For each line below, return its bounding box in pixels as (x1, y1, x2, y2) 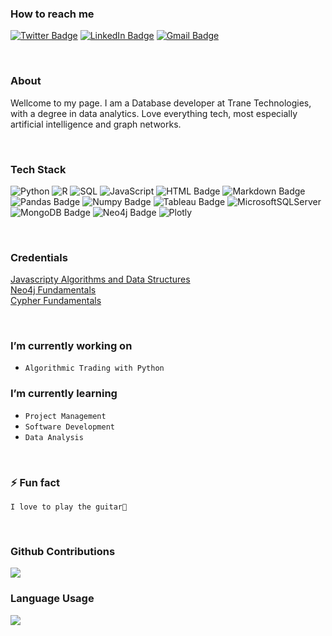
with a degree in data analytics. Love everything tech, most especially (10, 107, 298, 119)
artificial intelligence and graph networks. (10, 118, 182, 130)
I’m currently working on (10, 339, 133, 353)
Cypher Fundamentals (10, 295, 102, 307)
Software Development (24, 422, 115, 432)
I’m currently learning (10, 387, 118, 401)
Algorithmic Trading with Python (24, 363, 165, 374)
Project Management (24, 411, 107, 421)
